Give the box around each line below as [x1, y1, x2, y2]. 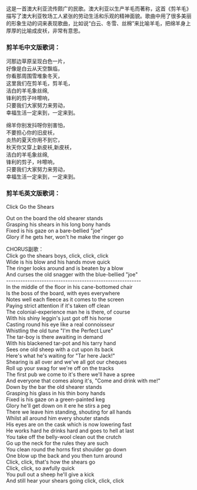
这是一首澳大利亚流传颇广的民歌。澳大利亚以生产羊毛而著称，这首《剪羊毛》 [6, 5, 192, 12]
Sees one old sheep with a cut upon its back [6, 346, 113, 353]
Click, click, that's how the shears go [6, 458, 96, 465]
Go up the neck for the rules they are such [6, 439, 109, 446]
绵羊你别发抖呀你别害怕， [6, 122, 68, 129]
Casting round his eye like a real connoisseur [6, 321, 115, 328]
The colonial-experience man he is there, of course [6, 308, 131, 315]
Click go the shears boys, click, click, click [6, 252, 109, 259]
